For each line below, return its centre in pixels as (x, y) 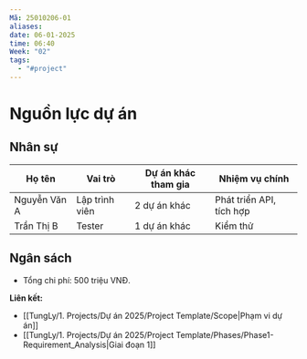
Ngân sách (41, 258)
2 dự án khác (163, 205)
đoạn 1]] (140, 344)
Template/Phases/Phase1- (225, 334)
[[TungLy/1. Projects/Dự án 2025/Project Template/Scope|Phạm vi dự (153, 315)
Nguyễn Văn (40, 200)
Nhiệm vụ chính (254, 179)
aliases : (26, 26)
